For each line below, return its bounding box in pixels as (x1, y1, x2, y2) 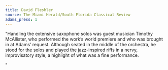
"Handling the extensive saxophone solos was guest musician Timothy (5, 31, 153, 37)
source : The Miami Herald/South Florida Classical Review (5, 12, 130, 17)
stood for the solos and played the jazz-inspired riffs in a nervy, (5, 47, 138, 53)
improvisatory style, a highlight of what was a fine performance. (5, 52, 139, 58)
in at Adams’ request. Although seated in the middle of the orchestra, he (5, 42, 156, 48)
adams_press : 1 (5, 17, 38, 22)
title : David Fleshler (5, 7, 53, 13)
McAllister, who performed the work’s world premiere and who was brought (5, 36, 163, 42)
